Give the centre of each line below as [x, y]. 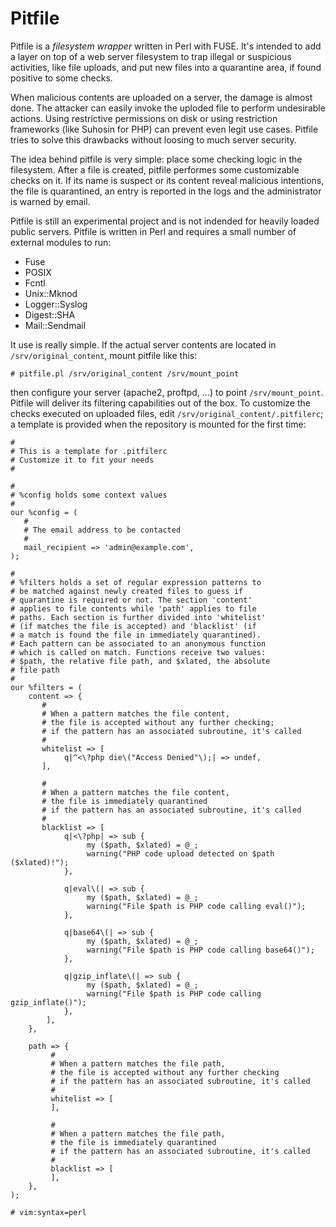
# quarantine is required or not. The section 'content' [131, 600]
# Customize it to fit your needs [82, 460]
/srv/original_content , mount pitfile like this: [104, 355]
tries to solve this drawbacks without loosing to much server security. [153, 139]
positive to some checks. [61, 78]
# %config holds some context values [89, 495]
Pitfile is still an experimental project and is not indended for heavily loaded [165, 221]
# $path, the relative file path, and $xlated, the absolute [140, 661]
